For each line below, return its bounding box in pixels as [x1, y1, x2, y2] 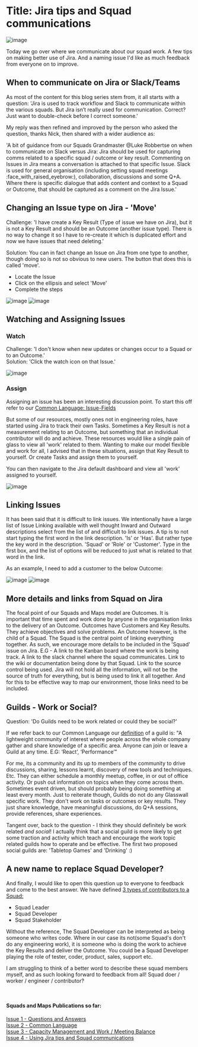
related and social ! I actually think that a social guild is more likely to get [6, 828, 182, 835]
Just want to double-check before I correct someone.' [6, 112, 138, 119]
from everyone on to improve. [6, 60, 79, 68]
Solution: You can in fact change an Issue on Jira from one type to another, [6, 249, 189, 256]
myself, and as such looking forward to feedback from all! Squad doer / [6, 971, 180, 978]
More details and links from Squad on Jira [6, 593, 163, 604]
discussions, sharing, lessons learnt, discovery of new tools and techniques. [6, 766, 193, 773]
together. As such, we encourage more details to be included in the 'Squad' [6, 641, 191, 648]
